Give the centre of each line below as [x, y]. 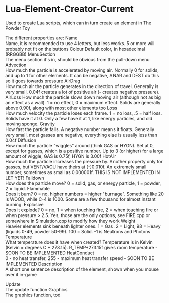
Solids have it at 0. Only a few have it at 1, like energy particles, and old [79, 118]
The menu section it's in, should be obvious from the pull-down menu [77, 59]
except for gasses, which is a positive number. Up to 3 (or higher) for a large [84, 151]
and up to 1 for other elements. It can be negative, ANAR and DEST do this [82, 75]
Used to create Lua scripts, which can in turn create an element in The [78, 23]
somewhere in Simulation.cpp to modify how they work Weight [70, 221]
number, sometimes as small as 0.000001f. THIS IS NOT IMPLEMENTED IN [83, 172]
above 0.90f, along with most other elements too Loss [61, 108]
